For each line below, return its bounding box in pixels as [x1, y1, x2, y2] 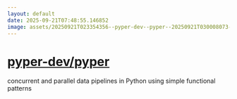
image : [7, 23, 27, 30]
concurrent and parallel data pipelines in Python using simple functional [7, 77, 216, 85]
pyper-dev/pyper [7, 53, 110, 70]
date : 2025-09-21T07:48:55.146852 [7, 17, 109, 24]
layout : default [7, 10, 55, 18]
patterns [7, 84, 32, 93]
